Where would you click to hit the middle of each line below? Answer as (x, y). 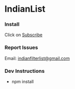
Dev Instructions (25, 71)
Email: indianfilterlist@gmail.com (37, 58)
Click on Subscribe (23, 35)
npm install (23, 82)
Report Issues (21, 47)
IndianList (25, 9)
